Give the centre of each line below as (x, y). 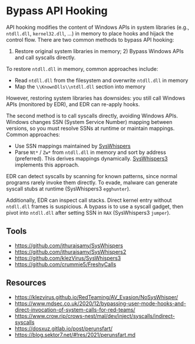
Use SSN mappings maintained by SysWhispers (72, 146)
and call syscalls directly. (45, 57)
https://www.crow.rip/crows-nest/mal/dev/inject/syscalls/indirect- (95, 316)
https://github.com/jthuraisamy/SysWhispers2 (70, 251)
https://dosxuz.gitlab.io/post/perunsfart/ (64, 328)
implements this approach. (47, 165)
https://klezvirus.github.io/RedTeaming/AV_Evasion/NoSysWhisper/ (96, 297)
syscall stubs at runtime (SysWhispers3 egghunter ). (68, 189)
